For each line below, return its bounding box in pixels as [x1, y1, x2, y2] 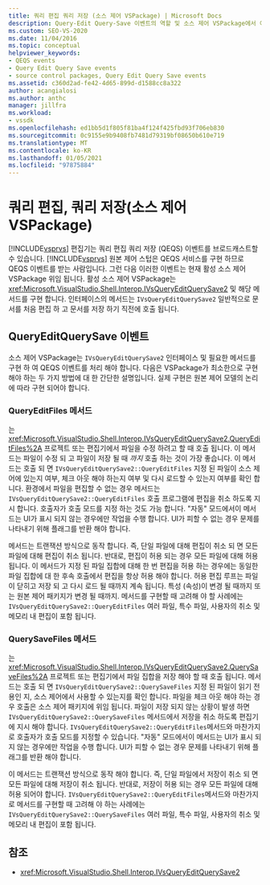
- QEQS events [8, 57, 56, 65]
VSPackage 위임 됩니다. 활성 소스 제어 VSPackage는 [8, 274, 177, 284]
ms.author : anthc [8, 94, 67, 102]
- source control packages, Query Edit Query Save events [8, 72, 207, 80]
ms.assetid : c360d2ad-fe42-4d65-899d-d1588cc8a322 [8, 79, 182, 87]
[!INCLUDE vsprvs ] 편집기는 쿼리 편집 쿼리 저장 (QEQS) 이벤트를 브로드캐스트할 [8, 244, 259, 253]
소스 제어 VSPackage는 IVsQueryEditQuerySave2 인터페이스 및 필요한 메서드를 [8, 352, 256, 362]
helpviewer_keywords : [8, 49, 81, 57]
